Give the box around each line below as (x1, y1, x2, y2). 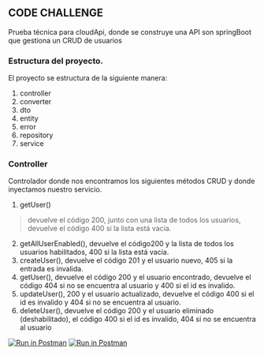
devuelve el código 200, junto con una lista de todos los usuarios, (27, 215, 241, 225)
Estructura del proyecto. (8, 55, 104, 66)
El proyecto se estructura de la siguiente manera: (8, 73, 168, 83)
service (19, 139, 45, 148)
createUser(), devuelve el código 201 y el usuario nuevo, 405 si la (19, 256, 233, 265)
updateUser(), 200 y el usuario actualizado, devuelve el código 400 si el (19, 290, 255, 299)
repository (19, 130, 54, 140)
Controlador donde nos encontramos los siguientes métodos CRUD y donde (8, 177, 255, 186)
